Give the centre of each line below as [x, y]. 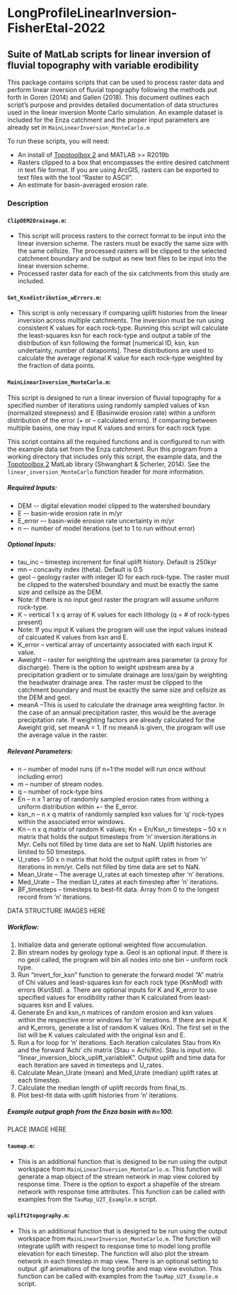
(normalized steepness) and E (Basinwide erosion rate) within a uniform [111, 413]
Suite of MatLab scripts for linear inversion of [109, 54]
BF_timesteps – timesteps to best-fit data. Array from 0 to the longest [118, 889]
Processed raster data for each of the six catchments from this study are [123, 273]
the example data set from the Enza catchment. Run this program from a [112, 449]
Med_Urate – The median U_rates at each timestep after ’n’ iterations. [118, 882]
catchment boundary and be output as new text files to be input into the [122, 258]
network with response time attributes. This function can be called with [121, 1192]
